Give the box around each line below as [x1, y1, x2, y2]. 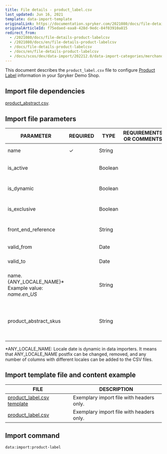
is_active [7, 165, 28, 171]
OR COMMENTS [123, 135, 163, 142]
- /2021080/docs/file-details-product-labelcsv [9, 35, 110, 40]
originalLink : [5, 21, 35, 26]
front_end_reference [7, 226, 56, 233]
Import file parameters [5, 114, 77, 123]
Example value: [7, 285, 43, 291]
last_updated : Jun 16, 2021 [5, 12, 64, 17]
